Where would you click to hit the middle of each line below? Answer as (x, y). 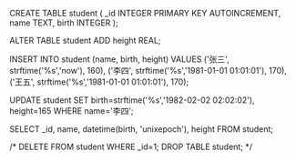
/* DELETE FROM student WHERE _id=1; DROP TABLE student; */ (131, 146)
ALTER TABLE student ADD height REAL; (85, 40)
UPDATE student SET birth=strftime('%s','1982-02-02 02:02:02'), (132, 100)
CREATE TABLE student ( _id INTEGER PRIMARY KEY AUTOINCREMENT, (145, 13)
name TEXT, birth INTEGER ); (64, 23)
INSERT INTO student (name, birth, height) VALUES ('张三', (119, 59)
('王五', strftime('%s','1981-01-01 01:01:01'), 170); (99, 82)
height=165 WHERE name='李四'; (71, 111)
